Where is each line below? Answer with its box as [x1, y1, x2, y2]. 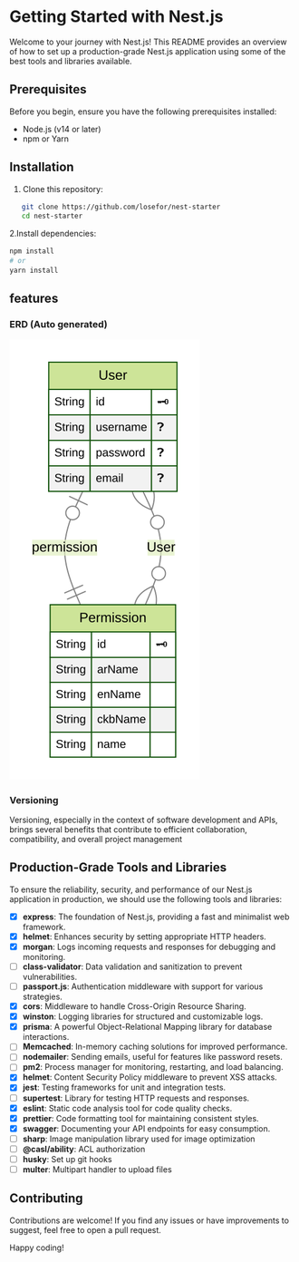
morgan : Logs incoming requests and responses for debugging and [22, 941, 276, 952]
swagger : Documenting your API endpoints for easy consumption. [22, 1122, 271, 1134]
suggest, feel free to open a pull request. [9, 1224, 161, 1235]
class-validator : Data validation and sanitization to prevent [22, 961, 243, 972]
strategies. [22, 991, 63, 1003]
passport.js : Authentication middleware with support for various [22, 981, 264, 992]
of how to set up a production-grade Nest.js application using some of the [9, 45, 286, 56]
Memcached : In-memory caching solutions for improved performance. [22, 1041, 288, 1053]
